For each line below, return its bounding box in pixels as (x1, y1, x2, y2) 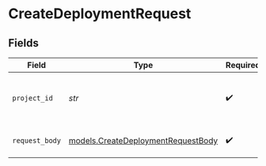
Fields (8, 36, 40, 50)
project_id (12, 94, 53, 103)
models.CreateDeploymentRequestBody (68, 135, 218, 146)
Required (225, 60, 261, 70)
